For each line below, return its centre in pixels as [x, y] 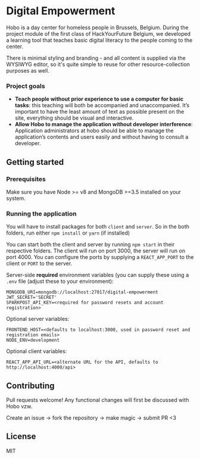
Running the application [41, 214]
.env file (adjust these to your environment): [60, 282]
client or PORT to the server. [39, 264]
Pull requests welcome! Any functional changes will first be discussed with [98, 400]
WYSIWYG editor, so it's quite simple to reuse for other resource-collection [98, 64]
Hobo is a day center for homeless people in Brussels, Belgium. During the [97, 27]
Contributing [30, 385]
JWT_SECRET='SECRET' [32, 298]
